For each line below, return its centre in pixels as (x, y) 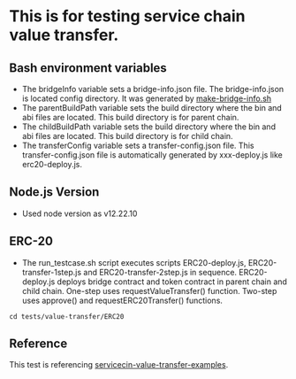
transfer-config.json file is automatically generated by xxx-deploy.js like (152, 155)
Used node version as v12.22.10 (80, 213)
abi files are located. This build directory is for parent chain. (130, 117)
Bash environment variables (88, 68)
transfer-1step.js (52, 272)
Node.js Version (54, 192)
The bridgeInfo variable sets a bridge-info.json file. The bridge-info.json (153, 89)
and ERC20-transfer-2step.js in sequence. (160, 272)
